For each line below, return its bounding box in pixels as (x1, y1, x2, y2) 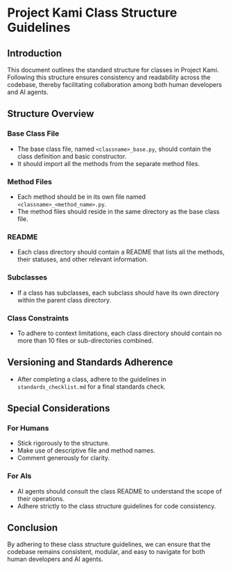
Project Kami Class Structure (7, 5, 178, 21)
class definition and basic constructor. (17, 152, 127, 161)
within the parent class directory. (17, 295, 112, 304)
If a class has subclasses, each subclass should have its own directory (17, 288, 220, 297)
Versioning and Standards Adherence (7, 357, 173, 368)
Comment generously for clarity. (17, 454, 110, 462)
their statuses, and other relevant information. (17, 255, 148, 263)
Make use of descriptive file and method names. (17, 446, 156, 455)
